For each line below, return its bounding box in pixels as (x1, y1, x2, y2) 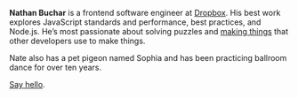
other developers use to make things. (9, 35, 146, 46)
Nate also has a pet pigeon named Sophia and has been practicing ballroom (9, 53, 287, 63)
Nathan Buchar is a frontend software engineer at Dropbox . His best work (9, 8, 281, 18)
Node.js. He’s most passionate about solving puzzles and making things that (9, 26, 289, 36)
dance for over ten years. (9, 62, 102, 72)
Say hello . (9, 79, 46, 89)
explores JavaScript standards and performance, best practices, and (9, 17, 262, 27)
